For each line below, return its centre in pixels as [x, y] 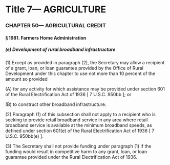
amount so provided [26, 79]
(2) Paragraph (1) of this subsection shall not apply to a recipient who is [81, 114]
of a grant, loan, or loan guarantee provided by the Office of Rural [74, 68]
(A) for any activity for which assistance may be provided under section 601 [85, 89]
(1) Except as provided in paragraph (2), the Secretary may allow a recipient [85, 62]
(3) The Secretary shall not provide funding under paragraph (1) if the [79, 146]
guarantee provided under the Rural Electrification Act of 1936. [71, 157]
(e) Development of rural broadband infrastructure [60, 49]
